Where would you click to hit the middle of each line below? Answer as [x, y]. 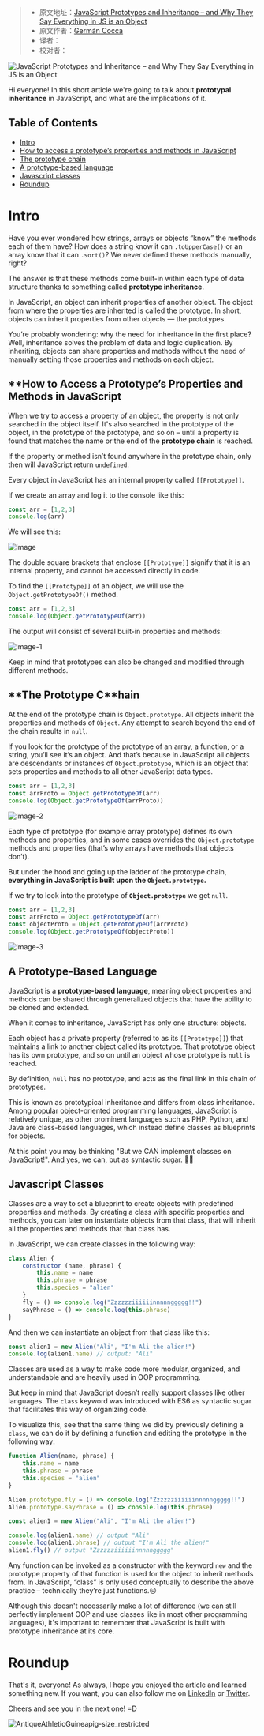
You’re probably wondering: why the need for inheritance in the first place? [130, 334]
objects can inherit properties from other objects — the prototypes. [117, 318]
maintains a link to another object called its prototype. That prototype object [132, 1046]
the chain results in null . [48, 731]
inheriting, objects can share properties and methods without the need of [127, 351]
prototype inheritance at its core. [61, 1631]
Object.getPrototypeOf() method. [63, 595]
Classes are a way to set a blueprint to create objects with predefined [121, 1203]
